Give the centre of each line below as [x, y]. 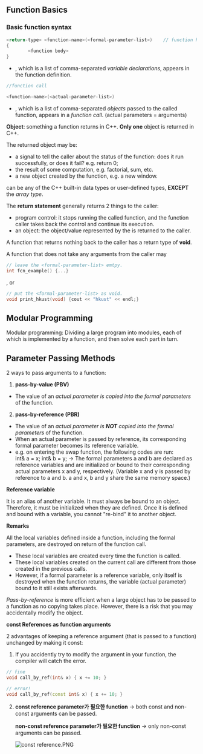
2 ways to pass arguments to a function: [56, 373]
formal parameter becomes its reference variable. [77, 446]
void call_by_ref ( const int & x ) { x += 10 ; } [65, 694]
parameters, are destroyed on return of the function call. [76, 544]
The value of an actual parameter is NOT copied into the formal [94, 426]
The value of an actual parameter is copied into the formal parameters [103, 396]
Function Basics [37, 10]
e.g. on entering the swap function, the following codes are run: [94, 452]
